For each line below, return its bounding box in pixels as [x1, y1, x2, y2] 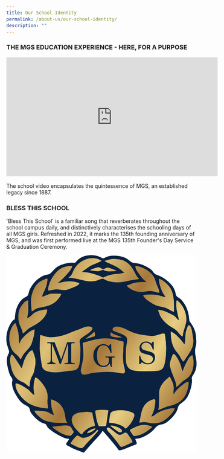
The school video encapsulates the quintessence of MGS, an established [6, 182, 188, 190]
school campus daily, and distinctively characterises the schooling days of [6, 223, 191, 231]
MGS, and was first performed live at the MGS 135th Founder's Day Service [6, 236, 194, 244]
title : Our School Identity [6, 10, 77, 16]
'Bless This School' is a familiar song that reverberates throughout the [6, 217, 180, 225]
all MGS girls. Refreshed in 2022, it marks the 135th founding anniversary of [6, 230, 195, 237]
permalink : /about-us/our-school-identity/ [6, 16, 118, 22]
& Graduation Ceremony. [6, 243, 68, 250]
